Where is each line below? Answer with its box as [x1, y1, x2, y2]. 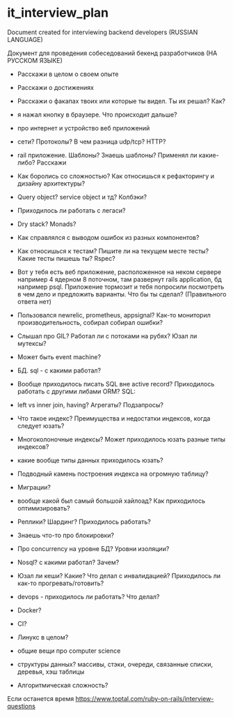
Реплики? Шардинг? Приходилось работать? [17, 518, 151, 526]
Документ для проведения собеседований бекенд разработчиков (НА [7, 49, 218, 57]
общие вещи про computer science [17, 647, 121, 655]
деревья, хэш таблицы [17, 667, 85, 676]
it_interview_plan [7, 5, 109, 21]
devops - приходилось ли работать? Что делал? [17, 592, 160, 601]
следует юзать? [17, 421, 65, 430]
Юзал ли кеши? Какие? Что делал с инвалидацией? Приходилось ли [17, 571, 221, 580]
